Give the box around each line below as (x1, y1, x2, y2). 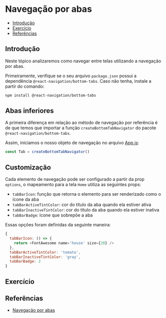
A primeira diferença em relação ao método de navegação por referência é (5, 120, 158, 126)
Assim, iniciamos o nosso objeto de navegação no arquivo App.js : (5, 140, 140, 146)
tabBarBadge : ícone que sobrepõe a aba (12, 212, 93, 218)
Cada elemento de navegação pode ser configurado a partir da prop (5, 176, 145, 182)
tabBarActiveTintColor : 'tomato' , (9, 250, 81, 255)
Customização (5, 163, 51, 171)
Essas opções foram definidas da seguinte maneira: (5, 222, 111, 228)
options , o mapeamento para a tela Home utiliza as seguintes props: (5, 182, 141, 188)
